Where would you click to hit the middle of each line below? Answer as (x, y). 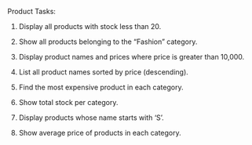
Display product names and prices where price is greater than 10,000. (131, 57)
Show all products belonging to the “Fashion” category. (108, 42)
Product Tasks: (32, 11)
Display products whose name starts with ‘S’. (91, 118)
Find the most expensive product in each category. (101, 87)
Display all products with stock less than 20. (90, 26)
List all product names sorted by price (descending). (104, 72)
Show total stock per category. (68, 102)
